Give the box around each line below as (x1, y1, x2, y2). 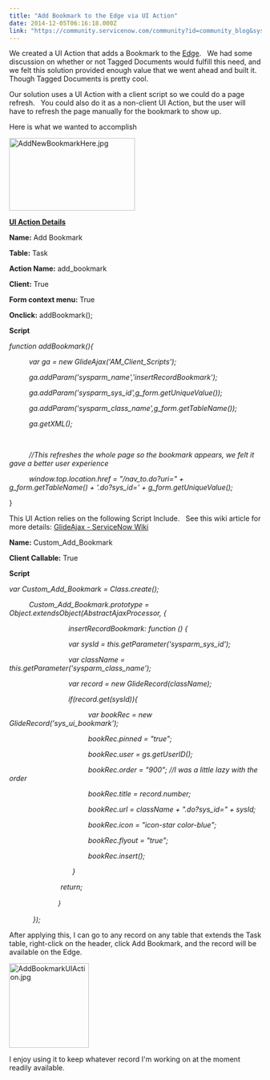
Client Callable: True (9, 554, 79, 563)
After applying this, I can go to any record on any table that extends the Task (9, 930, 262, 940)
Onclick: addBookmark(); (9, 310, 93, 320)
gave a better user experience (9, 458, 109, 469)
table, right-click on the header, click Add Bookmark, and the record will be (9, 939, 257, 949)
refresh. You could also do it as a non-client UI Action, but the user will (9, 98, 246, 108)
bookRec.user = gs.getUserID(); (87, 750, 193, 760)
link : (9, 26, 27, 34)
